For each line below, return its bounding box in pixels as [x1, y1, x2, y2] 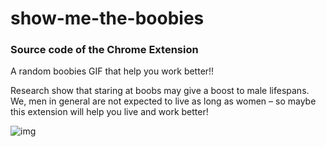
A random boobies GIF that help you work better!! [10, 65, 215, 77]
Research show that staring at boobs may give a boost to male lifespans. [10, 85, 310, 97]
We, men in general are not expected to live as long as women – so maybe [10, 95, 317, 107]
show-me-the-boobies [10, 7, 205, 30]
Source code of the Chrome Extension [10, 43, 199, 57]
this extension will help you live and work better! [10, 106, 209, 118]
